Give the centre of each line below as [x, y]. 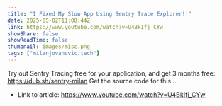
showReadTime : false [38, 40]
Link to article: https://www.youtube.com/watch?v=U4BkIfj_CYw [111, 94]
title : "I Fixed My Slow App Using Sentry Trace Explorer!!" [100, 14]
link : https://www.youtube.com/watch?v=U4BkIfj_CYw [85, 27]
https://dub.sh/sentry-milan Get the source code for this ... [93, 81]
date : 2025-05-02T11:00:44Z [49, 20]
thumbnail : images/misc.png [49, 47]
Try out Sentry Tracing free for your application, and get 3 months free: [111, 73]
